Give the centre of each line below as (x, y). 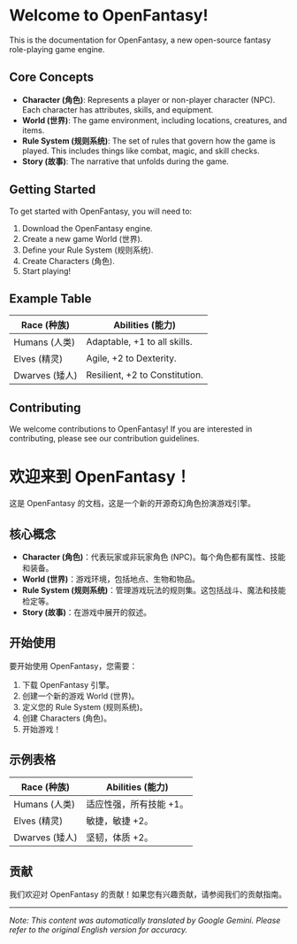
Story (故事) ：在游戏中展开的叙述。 (87, 612)
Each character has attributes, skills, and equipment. (118, 109)
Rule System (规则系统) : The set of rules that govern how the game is (148, 140)
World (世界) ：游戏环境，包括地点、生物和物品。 (111, 579)
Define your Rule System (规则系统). (88, 250)
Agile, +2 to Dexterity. (131, 358)
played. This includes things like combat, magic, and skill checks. (141, 151)
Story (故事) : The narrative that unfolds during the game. (126, 161)
